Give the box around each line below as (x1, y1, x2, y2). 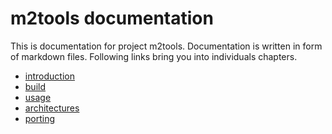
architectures (24, 102, 80, 114)
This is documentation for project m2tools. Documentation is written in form (10, 40, 323, 52)
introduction (24, 70, 75, 82)
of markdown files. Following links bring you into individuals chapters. (10, 50, 298, 62)
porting (24, 112, 56, 124)
